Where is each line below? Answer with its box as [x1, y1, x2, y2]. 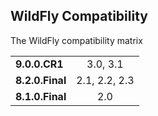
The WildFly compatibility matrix [10, 34, 143, 46]
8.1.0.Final [15, 89, 67, 103]
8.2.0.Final [15, 73, 67, 87]
